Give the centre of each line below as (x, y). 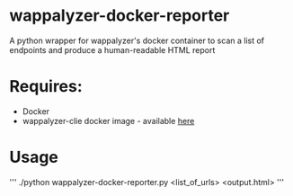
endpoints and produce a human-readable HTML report (112, 49)
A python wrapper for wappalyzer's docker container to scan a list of (137, 40)
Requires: (46, 87)
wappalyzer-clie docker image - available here (108, 120)
